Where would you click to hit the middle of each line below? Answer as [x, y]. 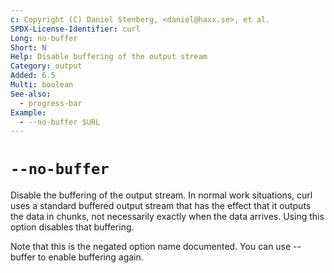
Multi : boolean [42, 85]
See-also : [31, 94]
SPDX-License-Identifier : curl [75, 29]
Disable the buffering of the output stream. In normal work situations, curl [161, 195]
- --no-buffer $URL [60, 122]
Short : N [28, 47]
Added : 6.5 [33, 76]
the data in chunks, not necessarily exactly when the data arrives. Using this [167, 217]
